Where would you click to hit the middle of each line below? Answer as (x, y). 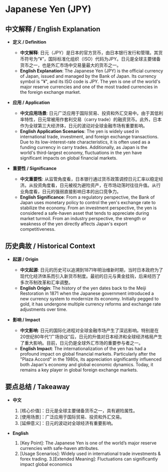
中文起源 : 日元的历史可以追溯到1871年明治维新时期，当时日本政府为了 (92, 270)
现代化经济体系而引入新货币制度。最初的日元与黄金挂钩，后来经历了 (90, 276)
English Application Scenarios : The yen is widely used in (79, 131)
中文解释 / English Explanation (53, 29)
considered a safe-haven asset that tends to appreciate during (85, 213)
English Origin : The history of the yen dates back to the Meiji (83, 288)
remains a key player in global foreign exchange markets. (79, 370)
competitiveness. (38, 229)
